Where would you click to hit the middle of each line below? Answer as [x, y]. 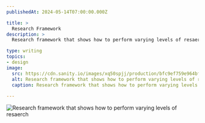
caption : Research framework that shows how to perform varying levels [105, 85]
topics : [16, 57]
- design [17, 62]
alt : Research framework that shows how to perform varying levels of [103, 79]
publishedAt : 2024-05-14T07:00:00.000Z [57, 12]
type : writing [24, 51]
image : [15, 68]
